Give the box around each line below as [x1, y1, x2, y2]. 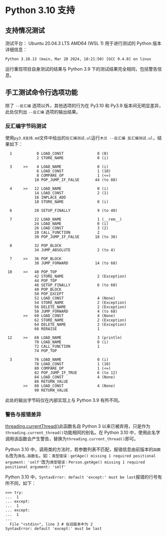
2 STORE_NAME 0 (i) [37, 156, 109, 161]
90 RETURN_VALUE [34, 388, 69, 393]
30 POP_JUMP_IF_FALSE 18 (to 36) [34, 234, 118, 239]
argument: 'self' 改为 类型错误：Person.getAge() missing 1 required [5, 459, 145, 465]
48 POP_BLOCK [34, 287, 62, 292]
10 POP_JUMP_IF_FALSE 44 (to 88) [34, 177, 118, 183]
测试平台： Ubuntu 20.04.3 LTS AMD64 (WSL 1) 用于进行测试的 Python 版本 [5, 41, 162, 46]
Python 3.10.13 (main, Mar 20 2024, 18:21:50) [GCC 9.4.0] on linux [5, 57, 151, 62]
